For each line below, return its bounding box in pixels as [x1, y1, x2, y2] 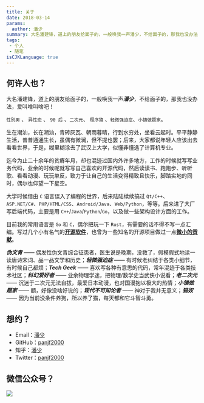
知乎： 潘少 [15, 346, 42, 354]
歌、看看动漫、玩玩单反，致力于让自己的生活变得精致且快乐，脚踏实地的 [6, 172, 187, 179]
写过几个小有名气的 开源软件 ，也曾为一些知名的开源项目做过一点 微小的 [16, 229, 192, 236]
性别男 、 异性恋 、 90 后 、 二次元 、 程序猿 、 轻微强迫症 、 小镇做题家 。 [6, 116, 166, 123]
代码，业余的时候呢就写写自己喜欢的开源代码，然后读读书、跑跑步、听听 [11, 165, 192, 172]
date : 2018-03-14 [6, 15, 50, 21]
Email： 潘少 [15, 331, 46, 339]
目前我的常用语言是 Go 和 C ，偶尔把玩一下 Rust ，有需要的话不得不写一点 [6, 221, 186, 228]
